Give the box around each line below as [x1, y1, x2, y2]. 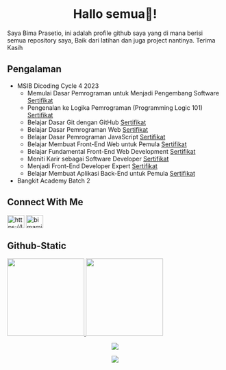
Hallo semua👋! [73, 6, 158, 22]
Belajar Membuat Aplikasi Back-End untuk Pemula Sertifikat [27, 169, 196, 177]
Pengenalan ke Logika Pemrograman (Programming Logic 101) [27, 103, 203, 112]
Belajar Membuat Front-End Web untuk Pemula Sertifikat [27, 140, 187, 148]
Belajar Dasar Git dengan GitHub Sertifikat [27, 118, 146, 126]
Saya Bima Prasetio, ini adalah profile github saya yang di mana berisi [7, 29, 203, 37]
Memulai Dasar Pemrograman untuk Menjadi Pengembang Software [27, 89, 220, 97]
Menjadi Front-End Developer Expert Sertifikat [27, 161, 158, 170]
